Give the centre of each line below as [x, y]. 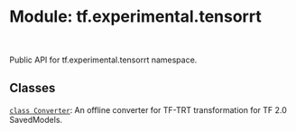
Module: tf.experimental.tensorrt [135, 17]
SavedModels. [36, 119]
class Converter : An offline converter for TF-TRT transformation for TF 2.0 [148, 109]
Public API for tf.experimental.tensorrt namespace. [103, 60]
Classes [32, 88]
